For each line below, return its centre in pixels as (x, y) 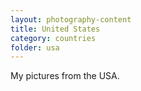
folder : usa (35, 47)
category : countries (53, 38)
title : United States (55, 29)
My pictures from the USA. (65, 76)
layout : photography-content (71, 19)
